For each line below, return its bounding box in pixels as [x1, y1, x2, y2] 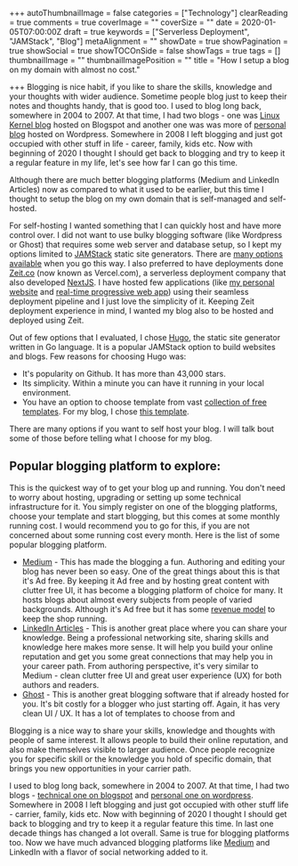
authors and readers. [21, 679, 100, 690]
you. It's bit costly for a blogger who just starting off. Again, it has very [21, 699, 280, 709]
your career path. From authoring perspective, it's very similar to [21, 660, 259, 671]
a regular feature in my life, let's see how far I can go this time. [9, 158, 238, 167]
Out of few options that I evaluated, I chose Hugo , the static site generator [9, 332, 281, 342]
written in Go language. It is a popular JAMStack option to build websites [9, 342, 276, 352]
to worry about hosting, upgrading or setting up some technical [9, 492, 242, 502]
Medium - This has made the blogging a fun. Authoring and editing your [21, 556, 286, 567]
